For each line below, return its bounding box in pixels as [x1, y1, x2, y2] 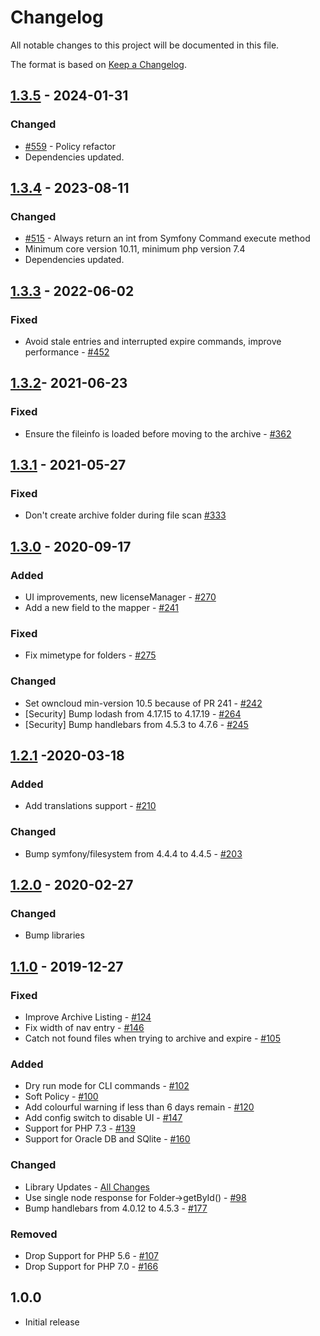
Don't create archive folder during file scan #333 [24, 509, 227, 521]
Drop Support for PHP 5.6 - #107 [24, 1249, 159, 1261]
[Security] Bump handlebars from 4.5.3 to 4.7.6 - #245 [24, 718, 249, 730]
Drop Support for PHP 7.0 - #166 [24, 1260, 159, 1272]
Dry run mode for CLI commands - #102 [24, 1080, 190, 1092]
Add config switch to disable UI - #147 [24, 1112, 183, 1124]
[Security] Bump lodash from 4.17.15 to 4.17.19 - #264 [24, 707, 242, 720]
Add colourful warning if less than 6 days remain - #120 [24, 1101, 255, 1113]
